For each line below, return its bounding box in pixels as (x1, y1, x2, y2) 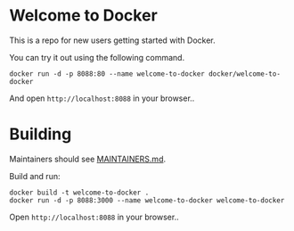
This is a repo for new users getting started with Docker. (9, 35, 216, 45)
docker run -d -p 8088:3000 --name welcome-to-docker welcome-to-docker (9, 195, 285, 205)
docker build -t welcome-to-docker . (9, 188, 150, 197)
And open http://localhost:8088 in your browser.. (9, 93, 195, 103)
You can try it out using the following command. (9, 52, 185, 62)
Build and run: (9, 170, 61, 181)
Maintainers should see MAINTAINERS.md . (9, 153, 167, 164)
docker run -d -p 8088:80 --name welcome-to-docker (9, 69, 205, 78)
